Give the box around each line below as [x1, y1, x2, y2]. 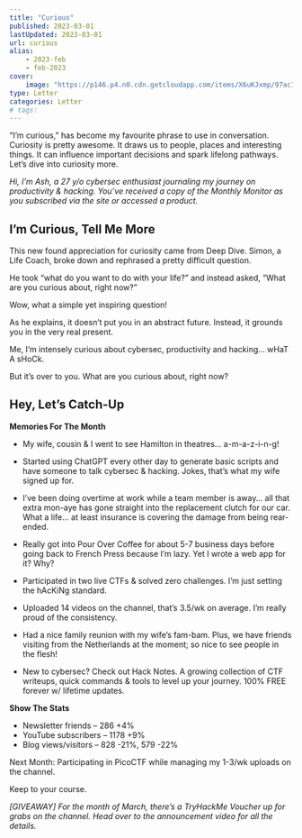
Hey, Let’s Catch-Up [9, 397, 125, 413]
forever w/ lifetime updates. [22, 685, 125, 696]
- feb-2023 [25, 64, 67, 73]
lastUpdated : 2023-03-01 [9, 30, 102, 39]
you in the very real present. [9, 326, 114, 338]
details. [9, 820, 37, 831]
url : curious [9, 38, 58, 48]
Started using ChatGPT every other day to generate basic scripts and [22, 456, 279, 467]
